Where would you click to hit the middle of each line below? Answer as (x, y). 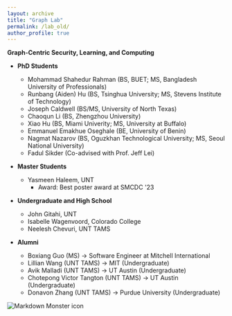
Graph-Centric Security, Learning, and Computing (81, 53)
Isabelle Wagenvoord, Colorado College (84, 222)
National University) (56, 146)
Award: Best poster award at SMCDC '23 (96, 187)
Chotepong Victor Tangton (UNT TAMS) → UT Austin (103, 278)
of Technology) (49, 102)
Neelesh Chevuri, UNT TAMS (69, 229)
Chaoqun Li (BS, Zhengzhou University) (84, 116)
